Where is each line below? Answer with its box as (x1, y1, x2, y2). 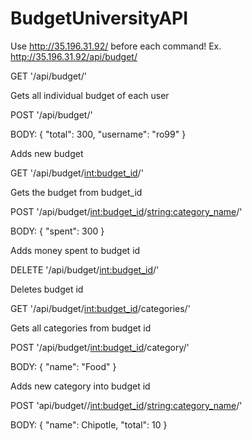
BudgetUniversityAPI (10, 7, 189, 30)
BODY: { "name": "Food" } (10, 360, 117, 372)
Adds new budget (10, 147, 84, 159)
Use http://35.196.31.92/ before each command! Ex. (10, 40, 222, 52)
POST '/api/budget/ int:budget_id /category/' (10, 341, 190, 353)
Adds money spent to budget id (10, 244, 141, 256)
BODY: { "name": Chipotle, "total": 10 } (10, 418, 168, 431)
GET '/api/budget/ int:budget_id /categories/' (10, 302, 191, 314)
